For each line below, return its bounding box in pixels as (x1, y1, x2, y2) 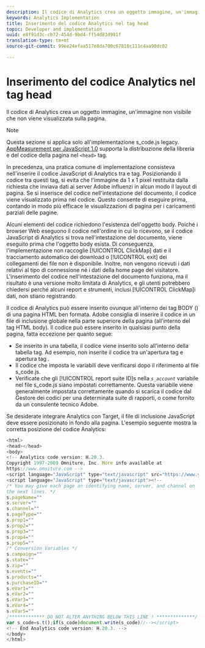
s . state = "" (6, 557, 34, 563)
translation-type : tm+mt (6, 37, 70, 43)
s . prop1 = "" (6, 517, 34, 524)
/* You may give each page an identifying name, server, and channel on (6, 483, 195, 489)
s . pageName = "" (6, 494, 43, 500)
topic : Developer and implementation (6, 26, 103, 32)
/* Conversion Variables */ (6, 546, 78, 552)
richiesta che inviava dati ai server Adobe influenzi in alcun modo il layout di (6, 183, 197, 190)
